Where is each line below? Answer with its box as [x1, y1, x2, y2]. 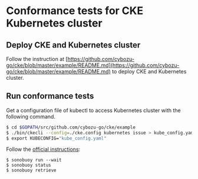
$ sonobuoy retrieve [6, 167, 57, 174]
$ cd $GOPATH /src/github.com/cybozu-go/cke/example [6, 124, 136, 130]
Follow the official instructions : [6, 146, 81, 153]
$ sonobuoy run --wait [6, 157, 62, 163]
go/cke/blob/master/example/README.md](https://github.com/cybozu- [6, 62, 180, 69]
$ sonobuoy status [6, 163, 51, 168]
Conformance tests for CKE [6, 4, 143, 18]
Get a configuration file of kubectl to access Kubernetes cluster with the [6, 107, 181, 114]
